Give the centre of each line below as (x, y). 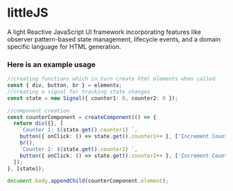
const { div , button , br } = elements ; (65, 85)
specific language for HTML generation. (64, 46)
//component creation (38, 111)
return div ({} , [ (38, 124)
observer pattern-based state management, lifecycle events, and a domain (114, 39)
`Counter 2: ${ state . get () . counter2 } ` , (79, 149)
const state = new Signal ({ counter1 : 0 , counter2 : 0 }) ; (93, 98)
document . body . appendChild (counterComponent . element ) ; (88, 181)
